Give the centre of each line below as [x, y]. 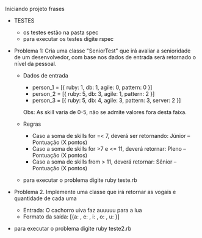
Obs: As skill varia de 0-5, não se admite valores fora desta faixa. [105, 112]
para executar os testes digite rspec [68, 39]
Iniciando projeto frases [35, 9]
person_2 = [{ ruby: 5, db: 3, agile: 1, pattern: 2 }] [93, 94]
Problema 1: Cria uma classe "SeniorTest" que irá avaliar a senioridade [102, 51]
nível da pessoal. [35, 64]
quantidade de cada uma [45, 198]
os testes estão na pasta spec [61, 32]
